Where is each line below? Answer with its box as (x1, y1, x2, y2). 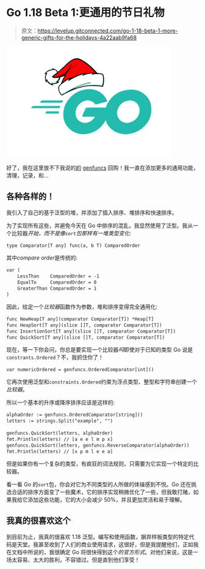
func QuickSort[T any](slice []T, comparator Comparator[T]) (6, 334, 165, 341)
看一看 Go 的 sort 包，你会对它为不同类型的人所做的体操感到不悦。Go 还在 (6, 480, 192, 488)
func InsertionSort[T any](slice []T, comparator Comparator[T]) (6, 328, 176, 334)
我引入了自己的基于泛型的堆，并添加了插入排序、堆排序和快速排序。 (6, 209, 178, 216)
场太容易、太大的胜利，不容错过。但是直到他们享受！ (6, 556, 140, 563)
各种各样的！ (6, 191, 55, 202)
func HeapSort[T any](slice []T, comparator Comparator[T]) (6, 322, 163, 328)
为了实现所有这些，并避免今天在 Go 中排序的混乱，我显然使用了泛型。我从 (6, 222, 193, 229)
